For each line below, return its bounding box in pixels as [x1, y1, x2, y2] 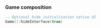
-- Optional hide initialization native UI [5, 15, 97, 20]
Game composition [5, 4, 52, 11]
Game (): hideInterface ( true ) [5, 19, 63, 24]
